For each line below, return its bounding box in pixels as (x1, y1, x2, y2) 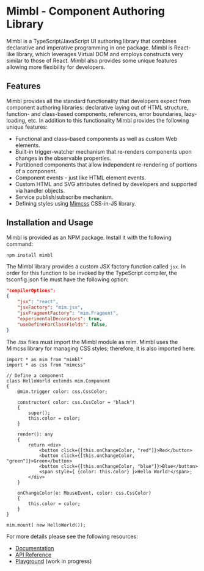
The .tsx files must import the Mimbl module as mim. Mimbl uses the (6, 338, 178, 345)
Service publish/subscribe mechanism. (15, 193, 114, 201)
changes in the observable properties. (15, 154, 112, 162)
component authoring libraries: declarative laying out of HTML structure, (6, 104, 189, 111)
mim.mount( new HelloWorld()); (6, 522, 86, 528)
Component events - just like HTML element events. (15, 174, 147, 181)
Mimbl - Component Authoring (6, 4, 166, 18)
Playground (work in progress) (15, 557, 92, 565)
